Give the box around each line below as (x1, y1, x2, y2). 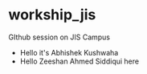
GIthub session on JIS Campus (8, 32, 111, 42)
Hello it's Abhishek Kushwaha (19, 47, 119, 57)
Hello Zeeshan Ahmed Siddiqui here (19, 56, 139, 66)
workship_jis (8, 6, 96, 24)
